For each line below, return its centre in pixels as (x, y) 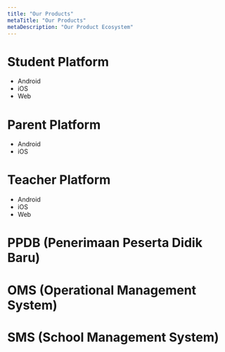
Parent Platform (54, 125)
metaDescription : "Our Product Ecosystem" (70, 27)
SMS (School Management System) (113, 337)
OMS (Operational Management (102, 290)
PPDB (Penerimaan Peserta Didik (105, 243)
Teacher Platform (59, 180)
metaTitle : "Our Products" (47, 20)
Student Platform (58, 62)
